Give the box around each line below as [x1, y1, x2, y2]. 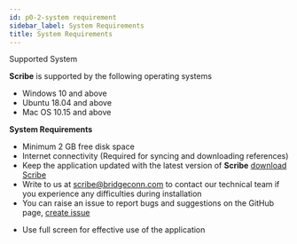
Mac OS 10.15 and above [21, 107, 112, 118]
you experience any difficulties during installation [21, 188, 202, 200]
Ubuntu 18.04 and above [21, 98, 113, 108]
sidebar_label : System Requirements [9, 21, 145, 30]
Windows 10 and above [21, 88, 108, 98]
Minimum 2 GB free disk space [21, 141, 135, 152]
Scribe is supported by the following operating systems [9, 71, 213, 82]
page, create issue [21, 208, 90, 218]
